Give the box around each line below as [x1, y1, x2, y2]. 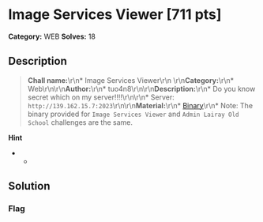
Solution [8, 179, 51, 193]
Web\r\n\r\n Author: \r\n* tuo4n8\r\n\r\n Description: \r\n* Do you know [27, 84, 256, 93]
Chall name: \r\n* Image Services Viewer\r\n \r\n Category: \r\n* [27, 75, 235, 85]
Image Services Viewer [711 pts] [8, 6, 222, 24]
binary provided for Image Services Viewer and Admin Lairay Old [27, 109, 239, 119]
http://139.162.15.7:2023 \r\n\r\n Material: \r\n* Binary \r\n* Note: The [27, 100, 254, 110]
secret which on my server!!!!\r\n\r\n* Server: [27, 92, 175, 102]
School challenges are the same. [27, 117, 133, 127]
